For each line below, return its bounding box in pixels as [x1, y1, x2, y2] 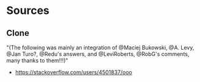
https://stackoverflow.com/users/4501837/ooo [15, 69, 132, 76]
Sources [6, 4, 50, 18]
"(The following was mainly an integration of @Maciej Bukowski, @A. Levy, [6, 44, 195, 51]
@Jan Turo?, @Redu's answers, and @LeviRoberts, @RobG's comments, [6, 50, 190, 58]
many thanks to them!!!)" [6, 57, 68, 64]
